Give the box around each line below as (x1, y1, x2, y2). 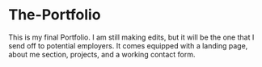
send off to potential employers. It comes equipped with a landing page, (8, 40, 248, 50)
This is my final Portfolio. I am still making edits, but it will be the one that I (8, 32, 255, 42)
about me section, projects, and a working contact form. (8, 49, 196, 59)
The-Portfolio (8, 6, 101, 24)
